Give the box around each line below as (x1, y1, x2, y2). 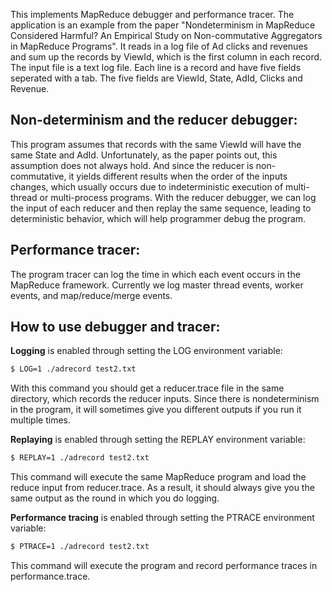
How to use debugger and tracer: (10, 319, 221, 336)
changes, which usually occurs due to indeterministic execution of (10, 180, 284, 193)
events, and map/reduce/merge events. (10, 289, 173, 301)
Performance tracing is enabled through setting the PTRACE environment (10, 512, 315, 524)
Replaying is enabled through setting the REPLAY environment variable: (10, 434, 306, 446)
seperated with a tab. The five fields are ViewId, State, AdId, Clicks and (10, 72, 303, 84)
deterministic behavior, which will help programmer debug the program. (10, 212, 307, 224)
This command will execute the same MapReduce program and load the (10, 471, 307, 483)
